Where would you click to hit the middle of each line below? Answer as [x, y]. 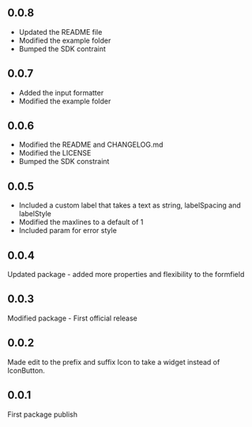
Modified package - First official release [72, 318]
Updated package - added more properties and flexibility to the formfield [126, 275]
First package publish [43, 414]
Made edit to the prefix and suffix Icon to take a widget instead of [114, 361]
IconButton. [26, 370]
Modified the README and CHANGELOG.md [91, 144]
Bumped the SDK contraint [62, 49]
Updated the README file [60, 32]
